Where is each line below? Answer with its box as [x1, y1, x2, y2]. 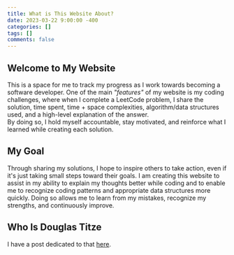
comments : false [7, 36, 54, 43]
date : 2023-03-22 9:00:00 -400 [7, 17, 98, 24]
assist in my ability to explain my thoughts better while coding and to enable [7, 179, 226, 187]
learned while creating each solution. [7, 125, 114, 133]
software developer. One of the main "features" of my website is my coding [7, 88, 225, 96]
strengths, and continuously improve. [7, 201, 115, 210]
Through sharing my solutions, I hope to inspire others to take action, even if [7, 163, 227, 172]
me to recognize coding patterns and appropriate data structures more [7, 186, 211, 194]
